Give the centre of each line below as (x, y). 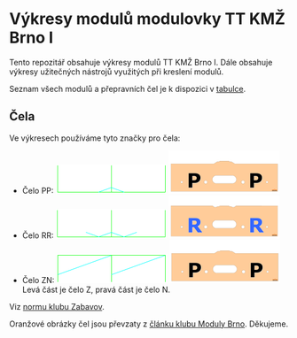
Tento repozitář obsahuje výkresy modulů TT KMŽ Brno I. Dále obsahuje (141, 62)
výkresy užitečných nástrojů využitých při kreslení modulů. (117, 72)
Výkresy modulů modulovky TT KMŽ (147, 19)
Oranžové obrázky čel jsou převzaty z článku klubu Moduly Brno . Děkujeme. (149, 324)
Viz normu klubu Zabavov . (57, 306)
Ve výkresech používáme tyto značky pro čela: (95, 138)
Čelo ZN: (38, 280)
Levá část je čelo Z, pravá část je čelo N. (96, 289)
